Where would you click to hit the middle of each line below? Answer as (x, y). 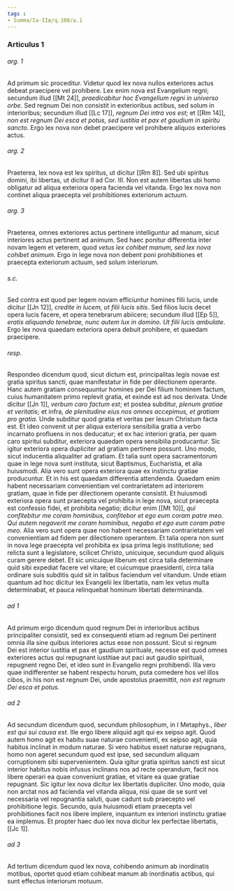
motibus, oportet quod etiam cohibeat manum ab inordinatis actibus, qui (111, 874)
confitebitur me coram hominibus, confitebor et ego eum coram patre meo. (115, 516)
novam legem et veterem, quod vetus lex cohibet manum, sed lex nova (109, 247)
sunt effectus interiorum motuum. (55, 881)
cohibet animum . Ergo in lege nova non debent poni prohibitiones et (105, 255)
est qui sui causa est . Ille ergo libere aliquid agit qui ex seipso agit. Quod (111, 732)
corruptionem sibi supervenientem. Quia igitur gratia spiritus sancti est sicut (116, 762)
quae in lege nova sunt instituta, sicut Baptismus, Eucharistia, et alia (105, 464)
